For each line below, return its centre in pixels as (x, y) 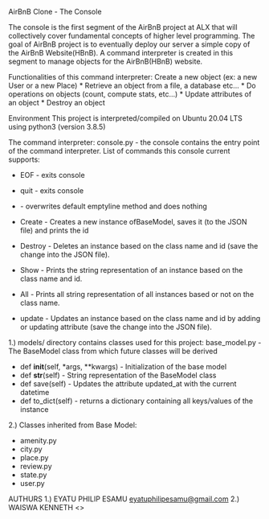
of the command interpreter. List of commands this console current (119, 151)
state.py (33, 475)
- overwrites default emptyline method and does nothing (113, 206)
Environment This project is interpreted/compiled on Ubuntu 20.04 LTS (125, 118)
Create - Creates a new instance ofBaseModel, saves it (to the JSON (133, 222)
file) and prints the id (54, 230)
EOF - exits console (53, 175)
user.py (33, 483)
